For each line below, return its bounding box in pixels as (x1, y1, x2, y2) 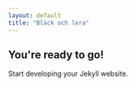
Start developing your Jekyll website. (8, 69, 128, 79)
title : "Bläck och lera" (8, 19, 90, 27)
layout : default (8, 11, 61, 20)
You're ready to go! (8, 48, 105, 62)
